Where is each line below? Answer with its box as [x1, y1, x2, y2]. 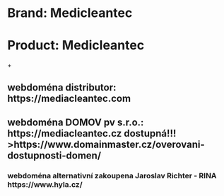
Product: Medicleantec [7, 38, 145, 54]
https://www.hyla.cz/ [7, 179, 83, 189]
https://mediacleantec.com [7, 92, 131, 104]
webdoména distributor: [7, 81, 117, 93]
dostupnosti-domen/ [7, 149, 101, 161]
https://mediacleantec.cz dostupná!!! [7, 127, 177, 139]
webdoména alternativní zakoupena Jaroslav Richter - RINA [7, 171, 217, 180]
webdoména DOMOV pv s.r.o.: [7, 116, 144, 128]
